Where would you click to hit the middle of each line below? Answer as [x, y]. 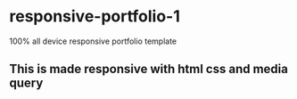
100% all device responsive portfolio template [93, 41]
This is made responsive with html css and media [148, 69]
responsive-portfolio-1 [95, 16]
